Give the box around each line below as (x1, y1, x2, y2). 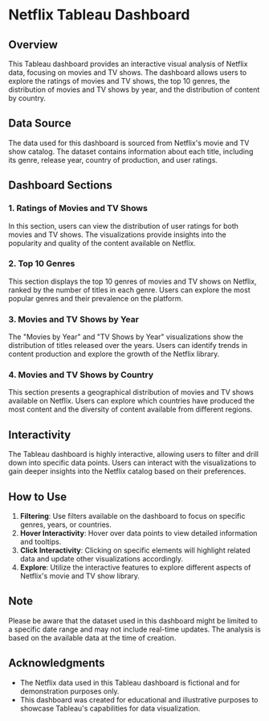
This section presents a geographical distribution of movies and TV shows (8, 387, 255, 397)
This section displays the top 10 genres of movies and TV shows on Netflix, (8, 276, 257, 286)
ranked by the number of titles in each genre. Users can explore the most (8, 284, 251, 295)
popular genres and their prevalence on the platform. (8, 293, 183, 303)
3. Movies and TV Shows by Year (8, 313, 139, 325)
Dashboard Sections (8, 179, 112, 193)
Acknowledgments (8, 657, 106, 670)
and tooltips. (19, 537, 62, 547)
